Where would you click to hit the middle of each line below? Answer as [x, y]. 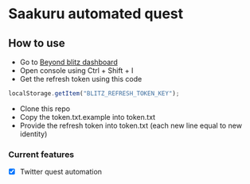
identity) [33, 134]
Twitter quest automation [61, 172]
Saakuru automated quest [96, 14]
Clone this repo [45, 109]
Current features [41, 154]
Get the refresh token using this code [81, 79]
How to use [37, 43]
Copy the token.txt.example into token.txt [88, 117]
